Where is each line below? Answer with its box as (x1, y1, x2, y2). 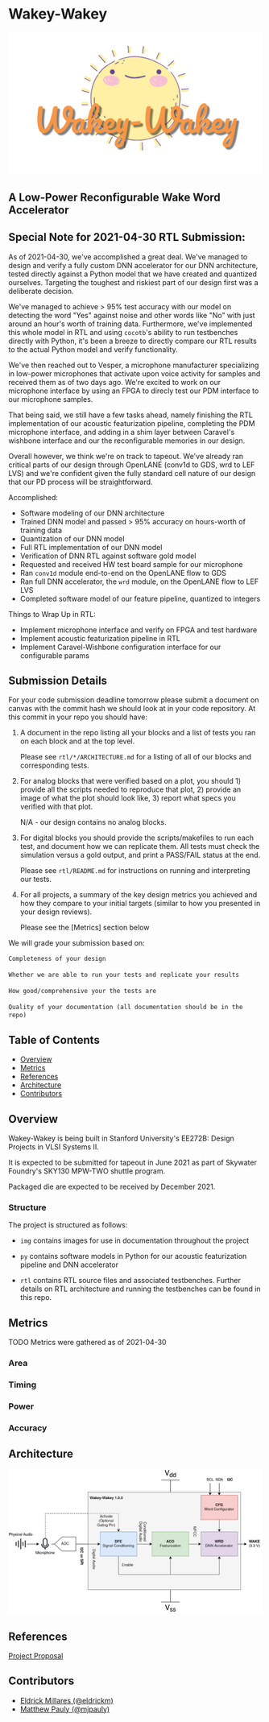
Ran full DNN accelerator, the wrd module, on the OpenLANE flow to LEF (19, 577, 259, 586)
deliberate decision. (8, 286, 74, 296)
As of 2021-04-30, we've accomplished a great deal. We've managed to (8, 251, 248, 262)
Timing (8, 1379, 37, 1390)
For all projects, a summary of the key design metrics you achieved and (19, 890, 258, 900)
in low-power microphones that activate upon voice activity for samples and (8, 368, 261, 379)
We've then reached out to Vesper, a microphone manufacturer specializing (8, 360, 259, 370)
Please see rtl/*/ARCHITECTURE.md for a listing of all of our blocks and (19, 752, 252, 762)
